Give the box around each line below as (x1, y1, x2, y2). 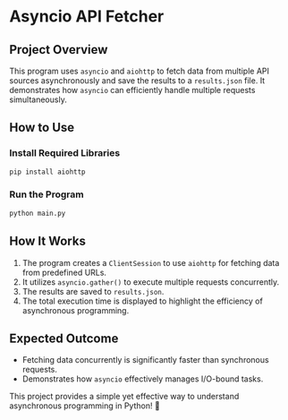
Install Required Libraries (9, 147, 121, 159)
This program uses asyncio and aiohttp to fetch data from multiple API (9, 65, 270, 76)
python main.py (9, 209, 66, 218)
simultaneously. (9, 94, 67, 105)
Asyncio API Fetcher (9, 6, 165, 27)
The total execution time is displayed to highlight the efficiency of (21, 296, 264, 306)
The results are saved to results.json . (21, 286, 165, 296)
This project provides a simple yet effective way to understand (9, 391, 240, 402)
